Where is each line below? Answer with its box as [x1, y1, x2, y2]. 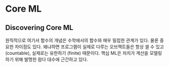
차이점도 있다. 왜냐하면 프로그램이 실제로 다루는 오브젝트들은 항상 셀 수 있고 [14, 44, 164, 50]
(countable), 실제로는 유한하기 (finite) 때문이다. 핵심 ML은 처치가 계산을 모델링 [5, 50, 162, 56]
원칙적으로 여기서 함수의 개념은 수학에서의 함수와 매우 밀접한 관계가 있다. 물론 [5, 38, 159, 43]
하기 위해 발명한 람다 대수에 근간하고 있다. [5, 56, 88, 62]
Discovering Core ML [5, 23, 74, 32]
